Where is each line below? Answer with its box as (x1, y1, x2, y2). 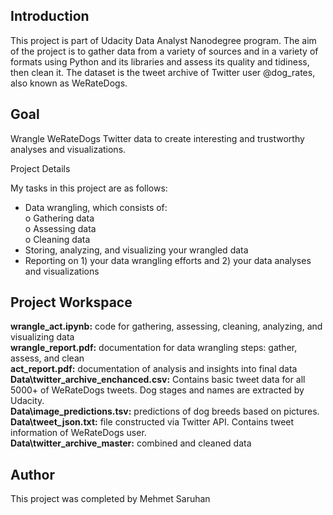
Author (10, 466, 55, 483)
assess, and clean (10, 352, 85, 364)
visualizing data (10, 331, 75, 343)
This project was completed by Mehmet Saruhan (10, 493, 211, 505)
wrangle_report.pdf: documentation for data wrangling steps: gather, (10, 342, 298, 354)
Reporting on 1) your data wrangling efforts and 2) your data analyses (24, 254, 312, 266)
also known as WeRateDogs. (10, 77, 128, 89)
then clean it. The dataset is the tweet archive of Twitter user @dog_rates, (10, 66, 316, 78)
